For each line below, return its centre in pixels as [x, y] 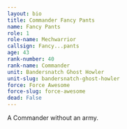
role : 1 [18, 33]
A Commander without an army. [53, 118]
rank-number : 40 [31, 59]
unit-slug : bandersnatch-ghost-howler [63, 78]
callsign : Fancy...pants [43, 46]
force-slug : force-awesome [46, 91]
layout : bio [24, 14]
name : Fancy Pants [34, 26]
